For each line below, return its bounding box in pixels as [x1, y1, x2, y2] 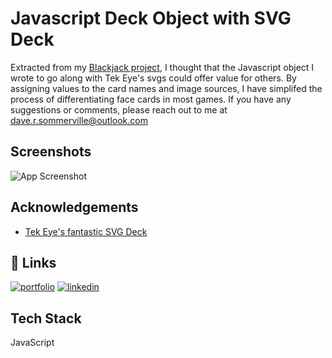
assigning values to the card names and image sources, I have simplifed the [10, 82, 323, 94]
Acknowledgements [10, 199, 139, 216]
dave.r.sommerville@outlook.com [10, 114, 148, 126]
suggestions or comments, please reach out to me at [10, 103, 228, 116]
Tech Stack [10, 310, 82, 327]
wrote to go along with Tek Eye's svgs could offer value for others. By [10, 72, 297, 84]
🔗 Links [10, 254, 57, 271]
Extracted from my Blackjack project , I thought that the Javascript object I [10, 61, 315, 73]
